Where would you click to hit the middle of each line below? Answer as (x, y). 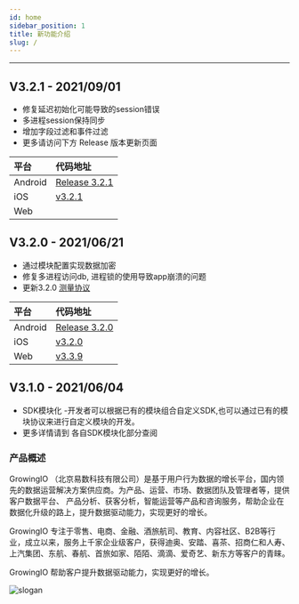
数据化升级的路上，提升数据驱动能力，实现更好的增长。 (110, 511)
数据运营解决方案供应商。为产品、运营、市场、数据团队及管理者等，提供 (157, 489)
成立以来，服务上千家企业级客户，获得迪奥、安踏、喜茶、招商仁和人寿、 (157, 542)
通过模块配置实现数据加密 (69, 265)
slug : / (24, 42)
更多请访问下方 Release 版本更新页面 (89, 142)
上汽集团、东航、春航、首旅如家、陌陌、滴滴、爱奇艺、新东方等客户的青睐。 (149, 553)
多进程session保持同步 (64, 120)
